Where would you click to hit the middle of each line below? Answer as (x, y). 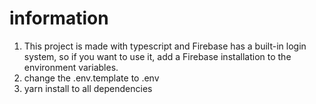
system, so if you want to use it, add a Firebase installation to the (157, 56)
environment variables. (71, 67)
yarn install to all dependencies (88, 88)
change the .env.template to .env (91, 78)
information (59, 18)
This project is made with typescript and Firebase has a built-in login (165, 46)
